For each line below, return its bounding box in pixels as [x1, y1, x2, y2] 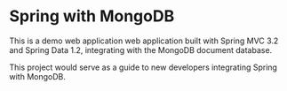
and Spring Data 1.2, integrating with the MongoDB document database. [9, 44, 273, 55]
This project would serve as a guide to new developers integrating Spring [9, 62, 278, 72]
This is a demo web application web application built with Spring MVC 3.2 [9, 35, 279, 46]
